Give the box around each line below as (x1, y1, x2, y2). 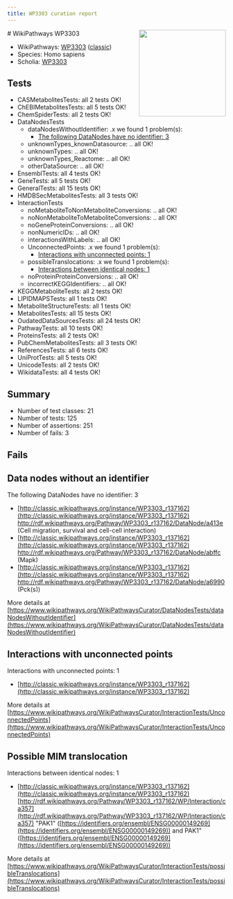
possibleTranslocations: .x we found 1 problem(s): (27, 258, 170, 266)
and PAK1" (172, 826, 202, 835)
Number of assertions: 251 (17, 421, 94, 430)
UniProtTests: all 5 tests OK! (17, 354, 97, 362)
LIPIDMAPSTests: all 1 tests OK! (17, 295, 107, 303)
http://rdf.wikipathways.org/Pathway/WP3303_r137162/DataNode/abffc (17, 548, 221, 557)
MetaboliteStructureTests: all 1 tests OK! (17, 302, 131, 311)
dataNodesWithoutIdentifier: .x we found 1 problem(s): (27, 125, 182, 134)
